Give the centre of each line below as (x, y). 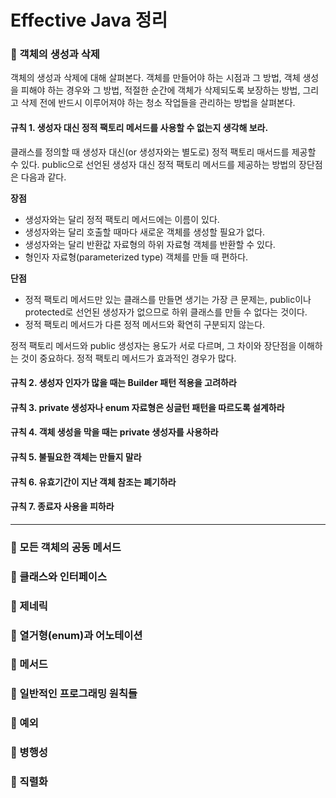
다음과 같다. (43, 177)
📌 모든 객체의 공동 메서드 (66, 547)
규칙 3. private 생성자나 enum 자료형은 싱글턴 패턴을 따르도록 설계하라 (147, 407)
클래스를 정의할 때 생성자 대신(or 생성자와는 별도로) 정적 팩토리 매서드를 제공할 (163, 152)
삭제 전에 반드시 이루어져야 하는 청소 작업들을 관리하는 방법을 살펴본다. (158, 103)
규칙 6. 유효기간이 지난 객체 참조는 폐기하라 (93, 482)
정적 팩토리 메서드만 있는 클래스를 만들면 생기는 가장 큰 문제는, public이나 (168, 299)
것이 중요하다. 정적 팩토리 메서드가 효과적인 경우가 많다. (128, 358)
